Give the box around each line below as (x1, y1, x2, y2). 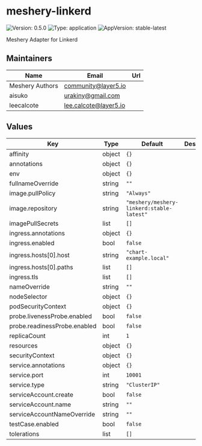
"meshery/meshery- (126, 199, 179, 206)
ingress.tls (9, 273, 38, 281)
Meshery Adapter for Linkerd (6, 36, 78, 43)
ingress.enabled (9, 238, 55, 247)
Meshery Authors (9, 81, 58, 90)
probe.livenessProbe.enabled (9, 312, 92, 320)
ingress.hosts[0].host (9, 250, 70, 259)
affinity (9, 150, 29, 158)
